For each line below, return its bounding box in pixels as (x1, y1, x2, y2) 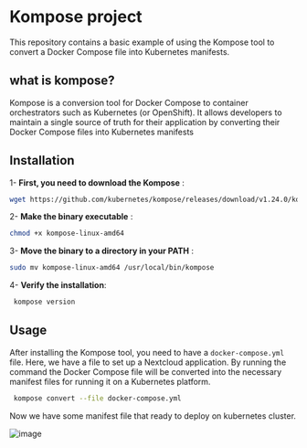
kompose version (13, 297, 76, 307)
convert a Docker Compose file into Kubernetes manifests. (9, 46, 230, 57)
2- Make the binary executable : (9, 211, 133, 222)
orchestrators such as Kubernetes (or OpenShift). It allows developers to (9, 107, 282, 118)
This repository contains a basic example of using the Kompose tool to (9, 37, 275, 48)
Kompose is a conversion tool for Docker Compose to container (9, 97, 249, 108)
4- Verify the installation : (9, 280, 107, 291)
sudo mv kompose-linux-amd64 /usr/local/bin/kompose (9, 263, 215, 272)
